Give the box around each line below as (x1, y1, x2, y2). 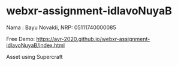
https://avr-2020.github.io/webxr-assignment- (36, 35, 150, 42)
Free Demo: (6, 35, 35, 42)
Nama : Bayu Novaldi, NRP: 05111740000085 (6, 24, 116, 31)
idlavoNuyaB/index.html (6, 42, 65, 49)
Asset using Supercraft (6, 53, 63, 60)
